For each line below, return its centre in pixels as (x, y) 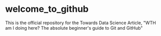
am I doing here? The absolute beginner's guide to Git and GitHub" (74, 28)
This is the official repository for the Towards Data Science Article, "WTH (81, 23)
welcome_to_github (47, 9)
